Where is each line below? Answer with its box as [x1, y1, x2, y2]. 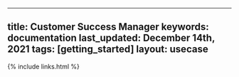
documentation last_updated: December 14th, [7, 32, 216, 44]
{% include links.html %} [7, 62, 80, 71]
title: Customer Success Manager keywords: [7, 21, 210, 33]
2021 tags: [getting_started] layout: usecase [7, 43, 208, 56]
